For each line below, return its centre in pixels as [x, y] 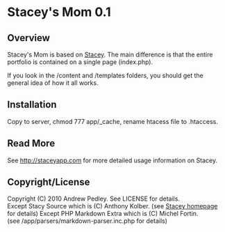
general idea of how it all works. [53, 83]
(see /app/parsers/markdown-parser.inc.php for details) [87, 221]
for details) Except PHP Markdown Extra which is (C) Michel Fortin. [103, 214]
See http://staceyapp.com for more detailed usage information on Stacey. [112, 160]
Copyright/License [49, 182]
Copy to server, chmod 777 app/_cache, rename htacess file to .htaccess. [113, 121]
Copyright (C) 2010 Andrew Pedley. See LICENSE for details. [94, 199]
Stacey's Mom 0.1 [59, 12]
